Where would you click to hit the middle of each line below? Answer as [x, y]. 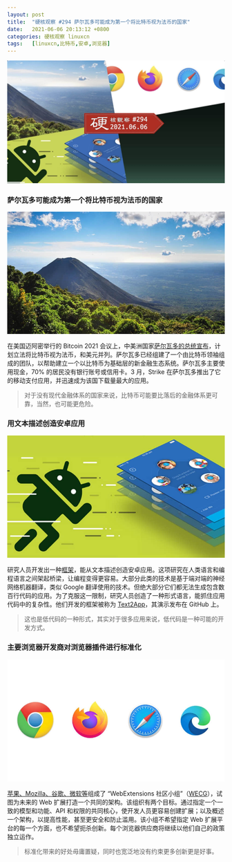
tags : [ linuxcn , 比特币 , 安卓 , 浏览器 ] [59, 44]
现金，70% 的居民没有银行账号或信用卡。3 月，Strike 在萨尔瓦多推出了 [114, 372]
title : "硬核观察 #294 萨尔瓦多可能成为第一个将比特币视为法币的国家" [99, 22]
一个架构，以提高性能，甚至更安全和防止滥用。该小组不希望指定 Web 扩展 [112, 820]
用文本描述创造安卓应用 [46, 424]
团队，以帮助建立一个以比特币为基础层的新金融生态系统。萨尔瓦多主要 [119, 364]
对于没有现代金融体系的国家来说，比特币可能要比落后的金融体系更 [118, 395]
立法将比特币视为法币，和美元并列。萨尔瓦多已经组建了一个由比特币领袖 [116, 355]
